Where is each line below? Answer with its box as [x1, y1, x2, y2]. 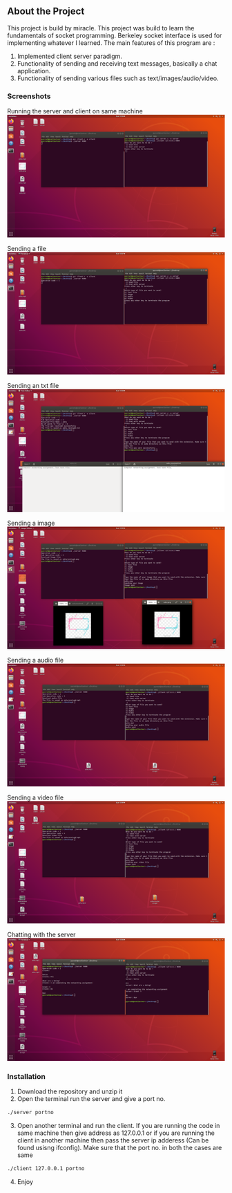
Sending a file [7, 244, 47, 252]
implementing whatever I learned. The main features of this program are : [7, 38, 215, 47]
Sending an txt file [7, 382, 59, 390]
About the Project [7, 6, 85, 17]
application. [17, 66, 51, 75]
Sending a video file [7, 793, 64, 802]
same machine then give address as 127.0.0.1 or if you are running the [17, 1129, 215, 1137]
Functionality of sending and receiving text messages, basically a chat [17, 59, 217, 68]
